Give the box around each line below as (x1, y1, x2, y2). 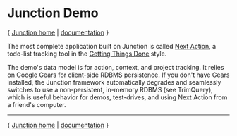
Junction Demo (7, 5, 99, 21)
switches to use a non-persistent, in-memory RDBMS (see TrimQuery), (7, 85, 213, 94)
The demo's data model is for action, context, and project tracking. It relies (7, 63, 224, 71)
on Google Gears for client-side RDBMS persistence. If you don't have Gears (7, 70, 230, 79)
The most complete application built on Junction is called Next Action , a (7, 42, 217, 50)
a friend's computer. (7, 100, 66, 109)
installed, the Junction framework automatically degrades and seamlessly (7, 78, 221, 86)
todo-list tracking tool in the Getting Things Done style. (7, 49, 167, 58)
